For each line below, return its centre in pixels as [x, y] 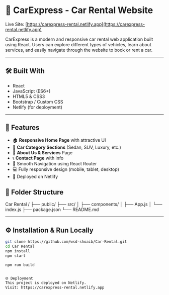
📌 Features [22, 128]
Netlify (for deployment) [37, 107]
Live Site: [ [16, 24]
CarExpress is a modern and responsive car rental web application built [79, 39]
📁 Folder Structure [34, 192]
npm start [16, 256]
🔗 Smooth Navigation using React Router [55, 163]
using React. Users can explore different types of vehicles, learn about [78, 44]
